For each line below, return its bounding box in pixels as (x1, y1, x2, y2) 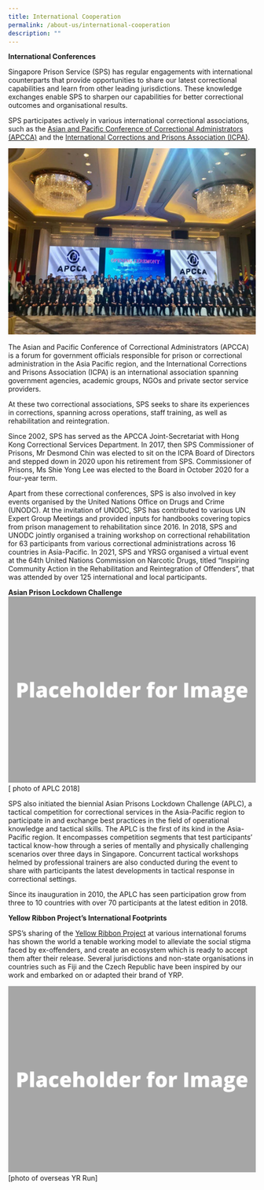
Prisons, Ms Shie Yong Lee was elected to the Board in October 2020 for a (8, 465, 249, 474)
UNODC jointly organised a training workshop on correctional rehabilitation (8, 530, 251, 540)
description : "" (8, 29, 61, 37)
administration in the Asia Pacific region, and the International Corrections (8, 359, 247, 369)
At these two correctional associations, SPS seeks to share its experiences (8, 400, 250, 409)
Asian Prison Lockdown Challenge (8, 588, 123, 597)
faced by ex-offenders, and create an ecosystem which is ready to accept (8, 946, 247, 955)
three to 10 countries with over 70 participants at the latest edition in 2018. (8, 898, 248, 908)
